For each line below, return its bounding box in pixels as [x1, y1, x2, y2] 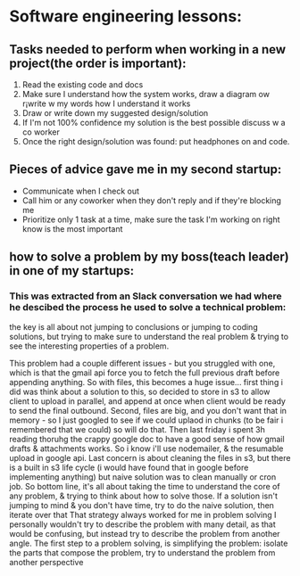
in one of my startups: [9, 263, 135, 278]
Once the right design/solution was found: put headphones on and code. [21, 136, 290, 146]
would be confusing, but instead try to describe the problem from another [9, 528, 280, 539]
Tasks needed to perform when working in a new [9, 42, 287, 57]
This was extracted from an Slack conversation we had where [9, 290, 282, 302]
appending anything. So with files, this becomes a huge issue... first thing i [9, 376, 284, 387]
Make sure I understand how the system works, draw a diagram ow [21, 89, 271, 99]
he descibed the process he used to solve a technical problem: [9, 301, 287, 314]
